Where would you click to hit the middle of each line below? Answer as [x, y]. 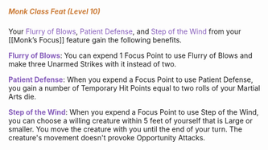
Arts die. [23, 96]
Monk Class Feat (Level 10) [54, 11]
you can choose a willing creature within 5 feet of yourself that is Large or [131, 120]
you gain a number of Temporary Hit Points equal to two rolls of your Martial [134, 87]
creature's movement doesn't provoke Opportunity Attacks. [107, 137]
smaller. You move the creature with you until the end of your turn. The [126, 129]
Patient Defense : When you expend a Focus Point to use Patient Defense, [131, 79]
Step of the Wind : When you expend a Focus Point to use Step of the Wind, [134, 111]
